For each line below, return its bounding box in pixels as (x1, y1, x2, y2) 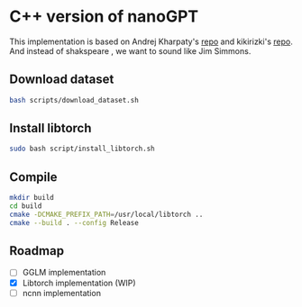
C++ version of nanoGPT (9, 6, 199, 27)
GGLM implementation (22, 267, 106, 278)
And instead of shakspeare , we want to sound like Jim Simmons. (9, 45, 252, 56)
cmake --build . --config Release (9, 218, 140, 227)
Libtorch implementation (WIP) (22, 277, 137, 288)
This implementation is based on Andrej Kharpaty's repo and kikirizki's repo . (9, 36, 293, 47)
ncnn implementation (22, 287, 102, 298)
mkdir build (9, 194, 54, 203)
